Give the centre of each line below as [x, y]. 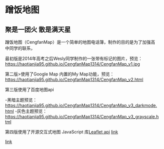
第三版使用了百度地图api [30, 90]
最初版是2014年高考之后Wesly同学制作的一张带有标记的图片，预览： [74, 58]
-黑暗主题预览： [21, 100]
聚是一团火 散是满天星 [38, 29]
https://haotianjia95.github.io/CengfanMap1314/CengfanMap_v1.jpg [72, 64]
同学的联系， [22, 48]
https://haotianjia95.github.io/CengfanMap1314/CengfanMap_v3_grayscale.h [82, 117]
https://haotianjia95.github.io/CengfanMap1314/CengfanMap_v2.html [74, 79]
